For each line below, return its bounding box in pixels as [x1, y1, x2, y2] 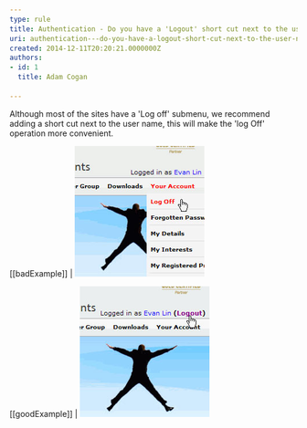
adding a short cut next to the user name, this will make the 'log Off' [9, 118, 265, 129]
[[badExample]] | [9, 267, 73, 278]
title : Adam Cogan [17, 73, 89, 82]
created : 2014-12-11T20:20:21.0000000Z [9, 44, 162, 53]
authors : [9, 53, 43, 63]
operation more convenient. [9, 128, 114, 139]
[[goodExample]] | [9, 408, 78, 419]
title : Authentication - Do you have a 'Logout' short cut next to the [9, 24, 288, 34]
